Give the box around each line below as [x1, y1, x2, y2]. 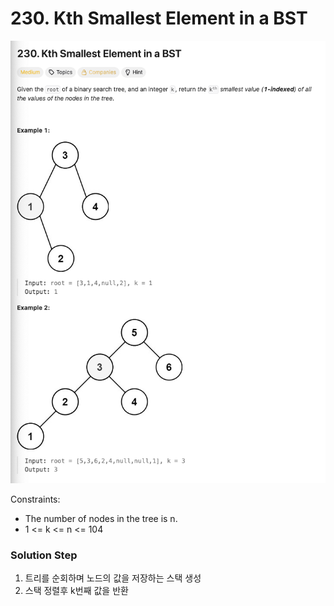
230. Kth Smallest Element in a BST [10, 7, 308, 30]
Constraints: [10, 493, 61, 506]
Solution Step [10, 548, 78, 562]
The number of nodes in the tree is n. [24, 513, 178, 525]
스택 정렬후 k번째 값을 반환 [24, 585, 129, 597]
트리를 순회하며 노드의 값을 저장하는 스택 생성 [24, 572, 202, 584]
